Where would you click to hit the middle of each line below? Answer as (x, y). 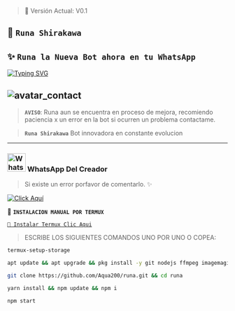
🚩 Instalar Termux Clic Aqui (50, 225)
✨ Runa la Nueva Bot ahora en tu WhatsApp (101, 56)
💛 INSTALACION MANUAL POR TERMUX (56, 212)
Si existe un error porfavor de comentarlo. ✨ (88, 185)
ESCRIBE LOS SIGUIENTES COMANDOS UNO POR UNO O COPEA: (120, 238)
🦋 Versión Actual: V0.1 (56, 11)
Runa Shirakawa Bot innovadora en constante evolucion (104, 133)
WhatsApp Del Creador (67, 169)
